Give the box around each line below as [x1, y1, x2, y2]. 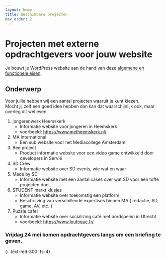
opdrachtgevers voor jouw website [5, 48, 153, 60]
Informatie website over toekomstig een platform [19, 192, 120, 198]
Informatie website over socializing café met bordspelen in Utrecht [19, 214, 157, 220]
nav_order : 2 [5, 16, 32, 21]
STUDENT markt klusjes [12, 187, 62, 193]
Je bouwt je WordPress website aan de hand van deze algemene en [5, 65, 144, 71]
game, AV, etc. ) [19, 203, 53, 209]
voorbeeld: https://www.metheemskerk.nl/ [19, 129, 107, 135]
